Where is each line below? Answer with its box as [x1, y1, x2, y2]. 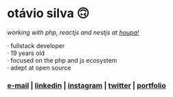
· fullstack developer [7, 41, 65, 50]
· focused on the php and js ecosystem [7, 56, 117, 64]
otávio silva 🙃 [7, 6, 90, 21]
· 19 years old [7, 49, 45, 57]
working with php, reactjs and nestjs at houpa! [7, 28, 139, 36]
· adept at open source [7, 63, 71, 72]
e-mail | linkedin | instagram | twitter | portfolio [7, 80, 167, 90]
